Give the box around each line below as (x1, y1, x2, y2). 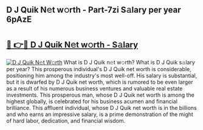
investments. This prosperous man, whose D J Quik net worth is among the (6, 91, 194, 98)
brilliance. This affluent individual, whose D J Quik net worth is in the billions (6, 104, 197, 111)
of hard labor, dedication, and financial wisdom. (6, 117, 126, 124)
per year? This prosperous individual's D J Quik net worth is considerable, (6, 66, 191, 72)
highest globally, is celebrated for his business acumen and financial (6, 98, 178, 105)
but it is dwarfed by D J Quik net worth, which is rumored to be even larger (6, 78, 193, 86)
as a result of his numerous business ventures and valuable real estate (6, 85, 183, 92)
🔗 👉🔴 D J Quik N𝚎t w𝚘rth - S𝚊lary (6, 39, 139, 50)
